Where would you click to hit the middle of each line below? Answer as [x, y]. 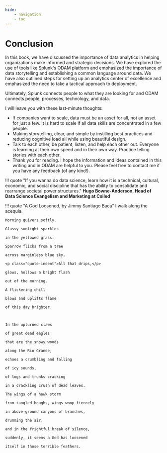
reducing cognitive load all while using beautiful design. [69, 139]
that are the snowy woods [32, 342]
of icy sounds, [21, 368]
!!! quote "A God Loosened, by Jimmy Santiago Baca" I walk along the [76, 206]
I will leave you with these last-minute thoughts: [54, 108]
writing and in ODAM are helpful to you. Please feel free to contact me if [86, 166]
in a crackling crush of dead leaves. [45, 386]
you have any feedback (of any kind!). [51, 171]
